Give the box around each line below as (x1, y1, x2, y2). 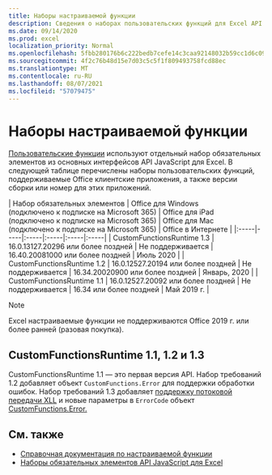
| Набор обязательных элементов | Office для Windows (8, 199, 199, 209)
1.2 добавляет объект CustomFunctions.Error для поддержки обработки (8, 378, 255, 388)
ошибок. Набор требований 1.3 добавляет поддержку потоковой (8, 387, 233, 397)
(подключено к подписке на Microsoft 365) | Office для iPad (8, 207, 215, 217)
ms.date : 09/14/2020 (8, 27, 79, 35)
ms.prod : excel (8, 34, 60, 43)
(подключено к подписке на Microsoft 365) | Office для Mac (8, 216, 215, 226)
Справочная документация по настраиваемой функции (19, 448, 213, 458)
